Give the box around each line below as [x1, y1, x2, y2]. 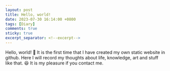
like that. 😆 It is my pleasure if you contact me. [5, 60, 104, 66]
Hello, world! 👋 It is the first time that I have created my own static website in [5, 49, 165, 55]
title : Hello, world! [5, 12, 51, 17]
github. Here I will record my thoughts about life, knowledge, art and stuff [5, 54, 159, 60]
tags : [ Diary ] [5, 21, 36, 27]
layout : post [5, 7, 33, 13]
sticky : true [5, 31, 33, 36]
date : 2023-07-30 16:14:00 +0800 [5, 17, 76, 22]
